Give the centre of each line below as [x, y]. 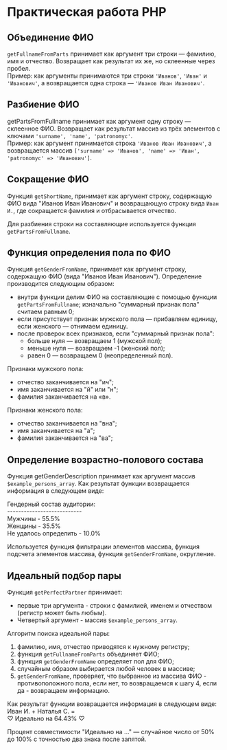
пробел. [19, 68]
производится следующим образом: [61, 284]
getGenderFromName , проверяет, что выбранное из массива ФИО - [112, 676]
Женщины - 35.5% [34, 526]
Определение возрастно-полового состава [105, 460]
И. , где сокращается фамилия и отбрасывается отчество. [92, 210]
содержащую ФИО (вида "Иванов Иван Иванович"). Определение [105, 276]
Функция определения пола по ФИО [89, 253]
